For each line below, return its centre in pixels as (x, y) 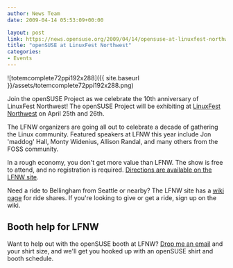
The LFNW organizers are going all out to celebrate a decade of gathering (113, 127)
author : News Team (34, 14)
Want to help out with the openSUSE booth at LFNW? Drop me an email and (115, 244)
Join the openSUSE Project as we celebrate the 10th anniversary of (103, 98)
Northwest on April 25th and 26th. (56, 113)
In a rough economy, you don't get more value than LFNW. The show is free (115, 162)
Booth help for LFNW (53, 227)
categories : (24, 52)
